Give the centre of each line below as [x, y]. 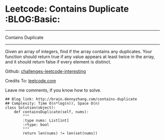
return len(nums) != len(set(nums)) [60, 133]
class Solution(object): [30, 108]
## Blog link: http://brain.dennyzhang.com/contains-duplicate [71, 99]
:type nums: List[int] [46, 120]
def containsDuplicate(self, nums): [52, 112]
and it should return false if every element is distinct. [58, 61]
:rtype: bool [36, 125]
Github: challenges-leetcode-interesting [45, 71]
